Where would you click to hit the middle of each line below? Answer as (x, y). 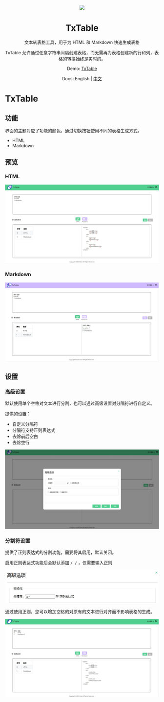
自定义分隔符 (25, 424)
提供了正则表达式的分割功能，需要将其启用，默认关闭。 (61, 552)
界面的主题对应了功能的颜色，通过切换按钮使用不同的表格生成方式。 (73, 130)
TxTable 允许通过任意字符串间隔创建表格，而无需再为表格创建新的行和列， (80, 52)
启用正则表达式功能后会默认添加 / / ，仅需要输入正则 (59, 563)
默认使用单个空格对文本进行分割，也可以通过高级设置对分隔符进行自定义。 (80, 403)
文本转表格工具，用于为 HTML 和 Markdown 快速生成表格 (82, 42)
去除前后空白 (25, 436)
